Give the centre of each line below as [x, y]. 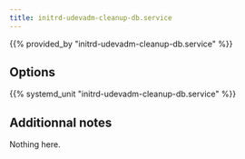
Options [33, 72]
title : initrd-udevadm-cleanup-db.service [91, 18]
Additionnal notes [61, 122]
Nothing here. [35, 144]
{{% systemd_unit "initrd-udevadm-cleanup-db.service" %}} [123, 94]
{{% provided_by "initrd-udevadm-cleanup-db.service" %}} [121, 44]
